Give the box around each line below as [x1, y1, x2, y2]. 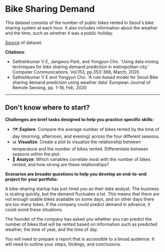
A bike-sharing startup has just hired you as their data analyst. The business [5, 185, 160, 192]
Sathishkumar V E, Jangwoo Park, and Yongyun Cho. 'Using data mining [12, 58, 159, 64]
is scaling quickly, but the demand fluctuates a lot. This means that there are [5, 191, 160, 197]
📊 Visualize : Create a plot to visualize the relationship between [12, 139, 141, 145]
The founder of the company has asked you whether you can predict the [5, 216, 152, 222]
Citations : [5, 49, 26, 55]
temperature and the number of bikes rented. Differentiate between [12, 146, 149, 151]
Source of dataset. [5, 39, 43, 45]
